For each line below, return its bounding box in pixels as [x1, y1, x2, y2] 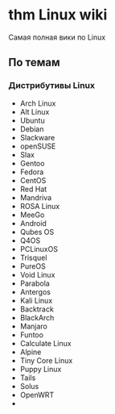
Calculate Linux [19, 338, 72, 348]
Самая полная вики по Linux [8, 32, 106, 42]
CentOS [19, 175, 47, 185]
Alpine [19, 347, 42, 357]
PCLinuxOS [19, 244, 59, 253]
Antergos [19, 286, 51, 296]
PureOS [19, 261, 46, 271]
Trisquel [19, 253, 47, 262]
